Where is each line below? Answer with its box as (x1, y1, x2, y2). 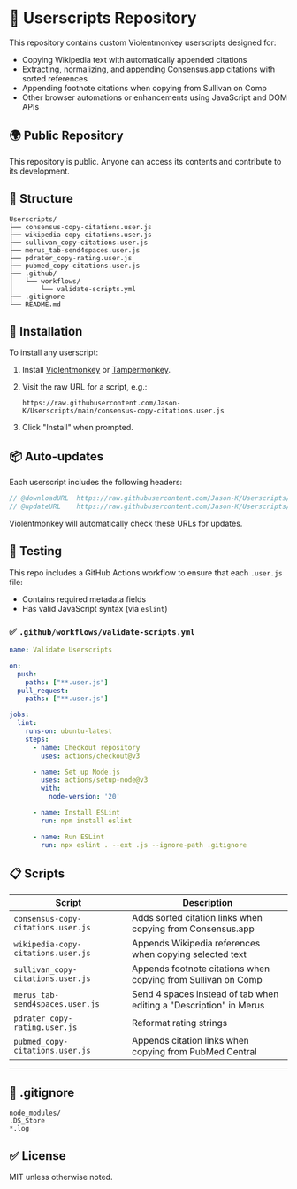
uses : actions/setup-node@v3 (41, 776, 148, 784)
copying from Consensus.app (132, 923, 255, 935)
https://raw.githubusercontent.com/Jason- (21, 398, 181, 408)
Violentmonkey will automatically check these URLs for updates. (9, 518, 243, 529)
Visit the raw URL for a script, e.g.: (21, 382, 148, 392)
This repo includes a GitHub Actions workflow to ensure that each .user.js (9, 567, 283, 578)
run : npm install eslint (41, 816, 133, 825)
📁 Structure (9, 191, 73, 206)
